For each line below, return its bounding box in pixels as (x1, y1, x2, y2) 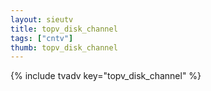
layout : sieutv (10, 14, 74, 25)
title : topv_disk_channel (10, 24, 118, 34)
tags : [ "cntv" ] (10, 33, 74, 43)
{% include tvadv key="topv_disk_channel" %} (10, 70, 202, 82)
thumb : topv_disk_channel (10, 42, 118, 53)
